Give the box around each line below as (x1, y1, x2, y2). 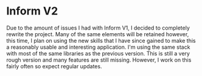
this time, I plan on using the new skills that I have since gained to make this (6, 37, 196, 44)
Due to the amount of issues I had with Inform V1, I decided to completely (6, 24, 190, 31)
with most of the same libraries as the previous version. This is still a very (6, 49, 190, 57)
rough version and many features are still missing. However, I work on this (6, 56, 192, 63)
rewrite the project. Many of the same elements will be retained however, (6, 30, 189, 37)
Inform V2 (6, 4, 58, 18)
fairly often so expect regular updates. (6, 62, 102, 70)
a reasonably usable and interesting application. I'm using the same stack (6, 43, 190, 51)
